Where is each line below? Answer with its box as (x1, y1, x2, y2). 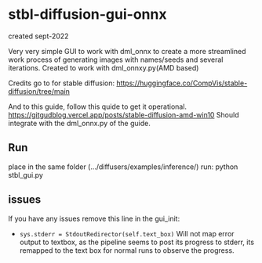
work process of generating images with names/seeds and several (8, 55, 224, 64)
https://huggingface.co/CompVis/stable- (116, 78, 248, 88)
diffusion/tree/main (8, 86, 71, 95)
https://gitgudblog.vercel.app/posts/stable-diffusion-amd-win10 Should (8, 110, 239, 119)
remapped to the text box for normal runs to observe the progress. (19, 245, 235, 255)
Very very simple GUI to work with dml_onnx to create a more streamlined (8, 46, 246, 56)
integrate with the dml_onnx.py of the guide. (8, 118, 151, 128)
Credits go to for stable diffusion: (8, 78, 115, 88)
